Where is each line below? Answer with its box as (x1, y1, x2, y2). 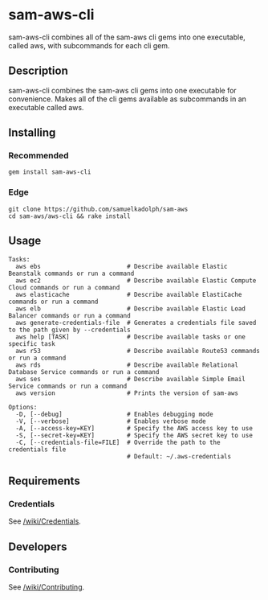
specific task (8, 339, 56, 347)
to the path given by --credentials (8, 326, 131, 334)
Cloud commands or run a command (8, 283, 120, 291)
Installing (8, 126, 56, 140)
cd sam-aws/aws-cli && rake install (8, 212, 131, 220)
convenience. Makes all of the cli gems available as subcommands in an (8, 94, 247, 104)
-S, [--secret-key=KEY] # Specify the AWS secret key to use (15, 431, 253, 439)
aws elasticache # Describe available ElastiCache (15, 290, 242, 298)
